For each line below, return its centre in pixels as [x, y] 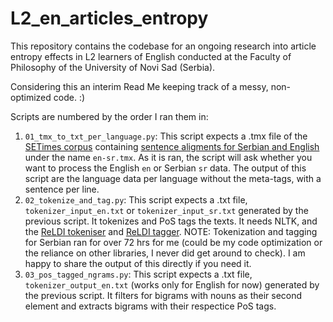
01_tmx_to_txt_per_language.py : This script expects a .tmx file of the [166, 136]
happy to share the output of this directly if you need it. [138, 263]
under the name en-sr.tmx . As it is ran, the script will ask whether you [168, 157]
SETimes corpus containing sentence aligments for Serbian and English [172, 146]
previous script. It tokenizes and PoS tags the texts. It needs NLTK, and [171, 221]
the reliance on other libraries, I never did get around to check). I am [165, 253]
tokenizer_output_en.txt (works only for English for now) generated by [172, 284]
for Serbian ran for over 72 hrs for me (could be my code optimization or [173, 242]
